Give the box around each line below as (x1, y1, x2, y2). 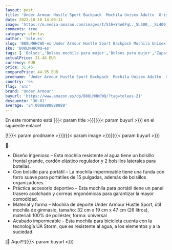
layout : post (5, 7, 33, 13)
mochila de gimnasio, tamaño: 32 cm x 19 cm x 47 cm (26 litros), (12, 207, 149, 213)
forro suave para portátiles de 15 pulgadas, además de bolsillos (12, 174, 146, 180)
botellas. (12, 163, 31, 169)
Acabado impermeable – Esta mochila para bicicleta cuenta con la (12, 218, 152, 224)
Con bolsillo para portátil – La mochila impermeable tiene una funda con (12, 169, 165, 175)
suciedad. (12, 229, 34, 235)
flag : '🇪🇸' (5, 84, 31, 89)
